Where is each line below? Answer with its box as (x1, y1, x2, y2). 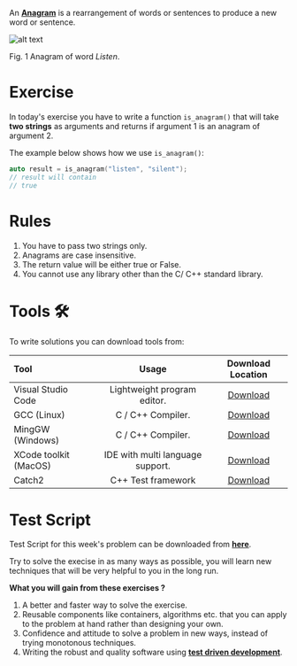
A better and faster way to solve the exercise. (21, 600, 188, 610)
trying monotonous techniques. (21, 638, 137, 648)
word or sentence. (9, 17, 76, 27)
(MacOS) (13, 460, 51, 472)
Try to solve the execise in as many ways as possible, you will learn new (9, 556, 272, 567)
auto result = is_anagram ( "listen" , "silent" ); (9, 164, 188, 174)
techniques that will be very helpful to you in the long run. (9, 566, 219, 577)
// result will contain (9, 173, 97, 182)
